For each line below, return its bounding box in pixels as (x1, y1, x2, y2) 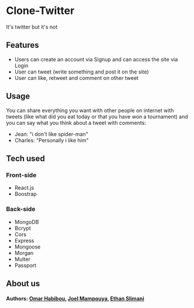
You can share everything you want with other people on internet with (6, 107, 174, 114)
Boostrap (14, 191, 37, 198)
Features (6, 40, 39, 50)
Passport (14, 261, 37, 269)
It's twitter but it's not (6, 23, 58, 30)
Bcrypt (14, 225, 31, 232)
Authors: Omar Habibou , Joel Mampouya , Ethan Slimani (6, 295, 144, 302)
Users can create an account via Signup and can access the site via (14, 55, 178, 62)
